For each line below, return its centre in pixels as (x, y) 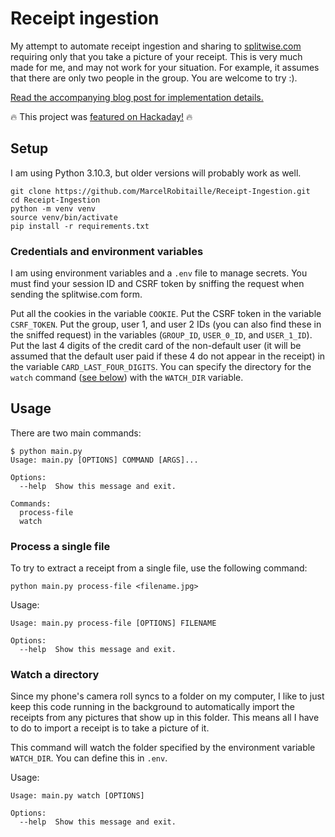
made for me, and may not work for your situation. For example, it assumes (165, 67)
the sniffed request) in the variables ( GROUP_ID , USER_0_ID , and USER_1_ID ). (161, 335)
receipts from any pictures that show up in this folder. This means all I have (165, 718)
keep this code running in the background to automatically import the (152, 707)
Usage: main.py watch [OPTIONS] (77, 796)
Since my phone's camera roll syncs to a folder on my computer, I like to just (167, 696)
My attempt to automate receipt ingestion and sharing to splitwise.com (156, 46)
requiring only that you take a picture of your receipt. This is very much (156, 56)
